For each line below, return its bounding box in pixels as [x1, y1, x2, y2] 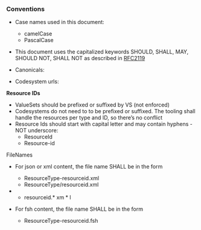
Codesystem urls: [14, 78, 59, 85]
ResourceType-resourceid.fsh [24, 217, 98, 225]
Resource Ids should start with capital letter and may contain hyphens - [14, 120, 193, 128]
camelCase [24, 30, 53, 37]
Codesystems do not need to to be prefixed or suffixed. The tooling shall [14, 108, 196, 115]
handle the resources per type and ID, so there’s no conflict [14, 114, 163, 122]
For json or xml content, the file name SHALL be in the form [14, 163, 163, 170]
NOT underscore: [14, 127, 59, 134]
